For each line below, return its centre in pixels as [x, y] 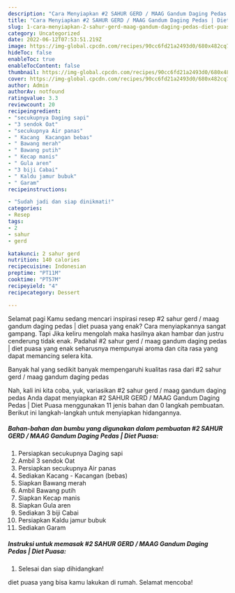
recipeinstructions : [38, 190]
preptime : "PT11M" [35, 273]
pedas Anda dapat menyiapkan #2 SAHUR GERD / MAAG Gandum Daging [114, 398]
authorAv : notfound [36, 92]
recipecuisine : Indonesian [47, 266]
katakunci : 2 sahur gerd [44, 253]
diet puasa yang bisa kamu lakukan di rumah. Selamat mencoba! [100, 583]
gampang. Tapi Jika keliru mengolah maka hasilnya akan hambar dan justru [116, 334]
